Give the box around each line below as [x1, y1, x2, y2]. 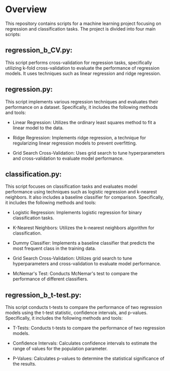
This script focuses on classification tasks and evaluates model [5, 183, 138, 189]
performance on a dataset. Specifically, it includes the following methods [5, 104, 158, 110]
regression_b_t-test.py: [5, 291, 82, 299]
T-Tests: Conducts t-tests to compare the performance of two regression [12, 325, 165, 331]
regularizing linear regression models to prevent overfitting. [12, 140, 137, 146]
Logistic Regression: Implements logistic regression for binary [12, 210, 142, 216]
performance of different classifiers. [12, 276, 89, 282]
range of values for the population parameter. [12, 346, 108, 352]
